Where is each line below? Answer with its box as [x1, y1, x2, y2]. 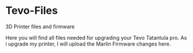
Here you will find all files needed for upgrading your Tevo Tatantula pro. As [5, 34, 187, 41]
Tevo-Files [5, 4, 58, 17]
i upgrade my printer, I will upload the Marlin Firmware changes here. [5, 40, 171, 47]
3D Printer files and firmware [5, 23, 75, 30]
